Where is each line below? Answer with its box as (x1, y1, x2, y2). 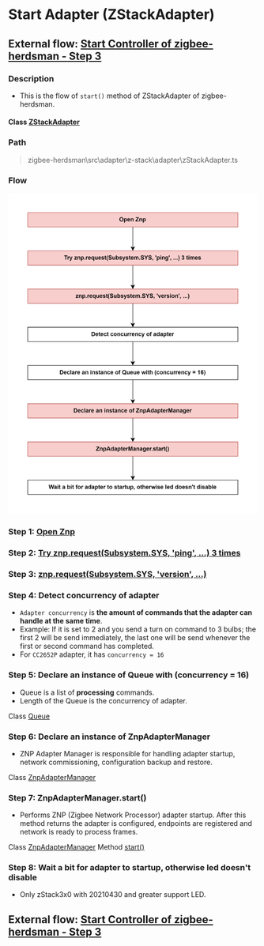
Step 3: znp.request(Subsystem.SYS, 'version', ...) (8, 569, 207, 579)
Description (8, 73, 55, 84)
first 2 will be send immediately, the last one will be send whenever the (19, 633, 251, 643)
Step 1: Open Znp (8, 526, 75, 537)
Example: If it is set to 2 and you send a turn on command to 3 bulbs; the (19, 624, 257, 634)
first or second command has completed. (19, 642, 154, 651)
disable (8, 872, 37, 883)
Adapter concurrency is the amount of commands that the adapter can (19, 608, 253, 617)
